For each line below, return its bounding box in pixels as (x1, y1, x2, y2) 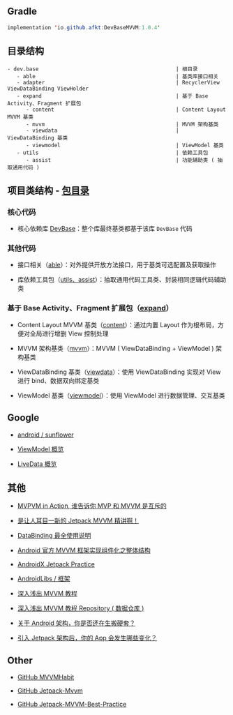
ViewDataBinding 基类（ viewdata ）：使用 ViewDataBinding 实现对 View (17, 368, 221, 376)
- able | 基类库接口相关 (16, 73, 219, 80)
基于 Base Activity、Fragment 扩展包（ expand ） (7, 303, 173, 313)
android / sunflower (17, 430, 75, 439)
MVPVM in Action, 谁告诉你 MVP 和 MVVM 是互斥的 (17, 502, 167, 510)
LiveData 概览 (17, 460, 57, 468)
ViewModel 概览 (17, 444, 64, 453)
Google (7, 412, 40, 424)
